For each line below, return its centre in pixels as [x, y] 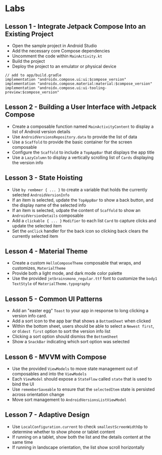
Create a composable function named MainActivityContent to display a [83, 126]
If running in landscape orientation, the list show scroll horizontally [78, 447]
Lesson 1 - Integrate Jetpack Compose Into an [75, 26]
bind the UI [23, 384]
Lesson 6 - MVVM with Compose [56, 357]
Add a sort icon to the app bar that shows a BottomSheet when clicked [81, 321]
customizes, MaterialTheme [39, 268]
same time [22, 442]
